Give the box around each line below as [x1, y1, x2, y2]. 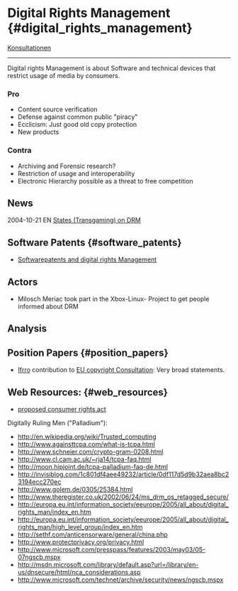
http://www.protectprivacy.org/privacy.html [17, 537, 144, 546]
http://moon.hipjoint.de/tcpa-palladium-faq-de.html [17, 462, 169, 471]
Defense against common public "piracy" [17, 113, 138, 121]
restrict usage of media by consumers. [7, 71, 120, 79]
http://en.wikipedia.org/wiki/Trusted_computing [17, 432, 157, 441]
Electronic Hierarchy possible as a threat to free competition [17, 176, 193, 185]
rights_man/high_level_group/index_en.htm [17, 522, 143, 531]
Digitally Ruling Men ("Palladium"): [7, 418, 108, 427]
